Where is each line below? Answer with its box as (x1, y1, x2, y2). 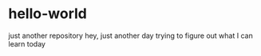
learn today (8, 39, 46, 48)
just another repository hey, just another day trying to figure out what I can (8, 31, 253, 40)
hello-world (8, 5, 88, 23)
